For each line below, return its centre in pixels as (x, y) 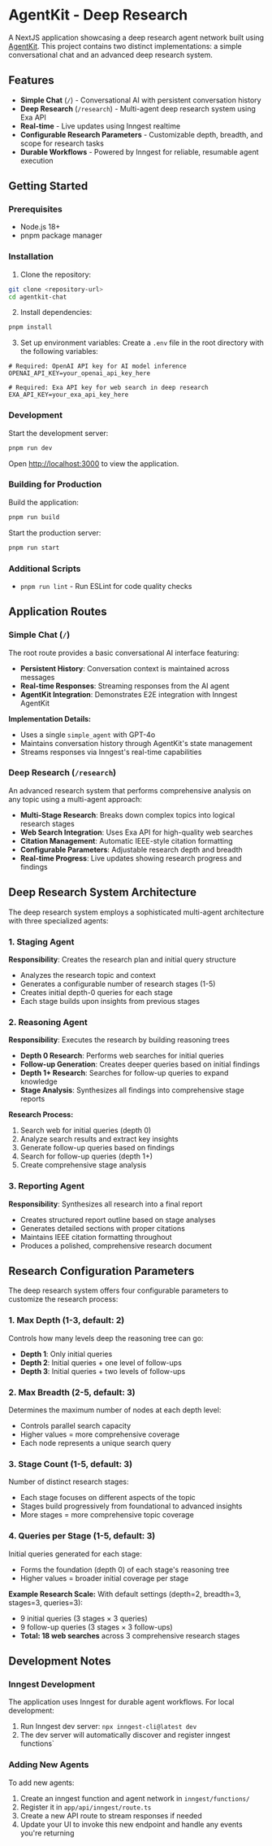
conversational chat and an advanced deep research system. (110, 55)
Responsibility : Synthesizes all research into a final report (106, 1204)
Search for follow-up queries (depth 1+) (86, 1156)
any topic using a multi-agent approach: (75, 799)
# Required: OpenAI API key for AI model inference (97, 367)
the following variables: (59, 351)
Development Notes (60, 1661)
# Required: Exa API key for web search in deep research (108, 388)
